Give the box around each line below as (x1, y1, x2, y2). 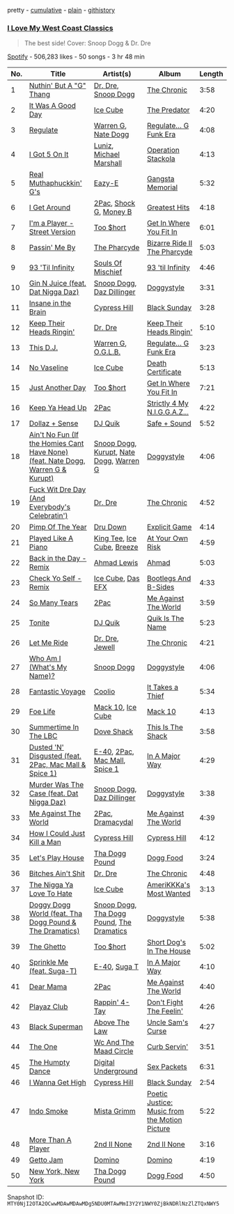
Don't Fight (146, 997, 183, 1007)
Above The (93, 1018, 130, 1027)
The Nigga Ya (29, 880, 74, 890)
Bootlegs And (146, 574, 192, 584)
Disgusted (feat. (29, 752, 82, 761)
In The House (146, 947, 192, 956)
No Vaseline (29, 363, 68, 373)
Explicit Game (146, 522, 192, 532)
